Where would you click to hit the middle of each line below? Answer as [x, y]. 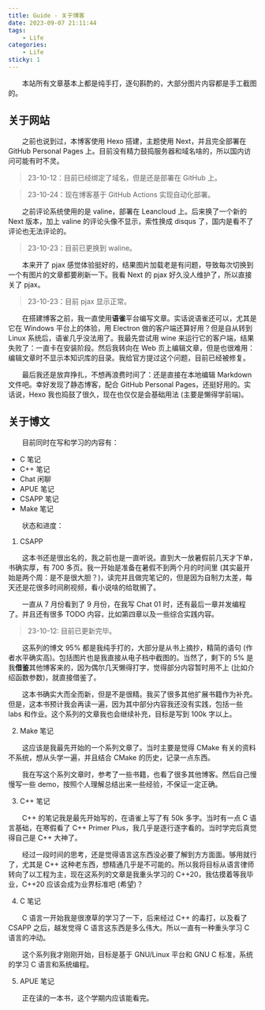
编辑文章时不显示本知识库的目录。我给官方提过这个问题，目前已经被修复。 [129, 358]
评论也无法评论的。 [39, 231]
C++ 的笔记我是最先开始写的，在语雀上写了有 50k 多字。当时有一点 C [135, 818]
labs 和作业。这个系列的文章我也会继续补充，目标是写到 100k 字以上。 [122, 714]
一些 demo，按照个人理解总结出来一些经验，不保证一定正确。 [122, 784]
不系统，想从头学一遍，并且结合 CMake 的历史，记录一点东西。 [112, 757]
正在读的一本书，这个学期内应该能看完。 [88, 997]
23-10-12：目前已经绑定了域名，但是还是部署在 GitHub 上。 [125, 177]
